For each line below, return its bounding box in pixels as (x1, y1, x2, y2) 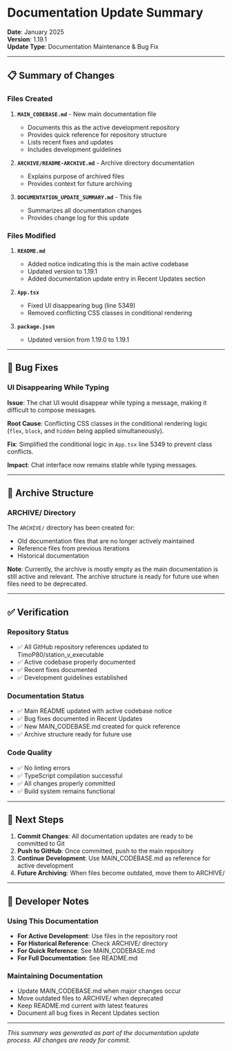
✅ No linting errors (17, 763, 71, 772)
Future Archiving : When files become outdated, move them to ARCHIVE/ (17, 869, 225, 877)
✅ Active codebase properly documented (17, 658, 136, 666)
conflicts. (7, 447, 34, 456)
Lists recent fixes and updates (27, 138, 114, 146)
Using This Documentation (7, 916, 99, 926)
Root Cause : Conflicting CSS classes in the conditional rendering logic (7, 419, 208, 427)
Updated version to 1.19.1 (27, 267, 98, 275)
